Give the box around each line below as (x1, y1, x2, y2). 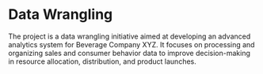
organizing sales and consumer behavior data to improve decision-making (8, 48, 251, 57)
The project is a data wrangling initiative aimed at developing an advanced (8, 31, 251, 41)
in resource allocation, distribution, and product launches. (8, 57, 196, 66)
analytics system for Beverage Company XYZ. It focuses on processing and (8, 39, 255, 49)
